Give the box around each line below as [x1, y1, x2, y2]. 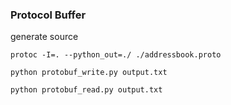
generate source [10, 31, 79, 43]
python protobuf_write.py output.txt [10, 68, 168, 78]
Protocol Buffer [10, 8, 87, 22]
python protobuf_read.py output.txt [10, 85, 163, 95]
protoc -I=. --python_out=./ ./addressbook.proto [10, 50, 222, 60]
